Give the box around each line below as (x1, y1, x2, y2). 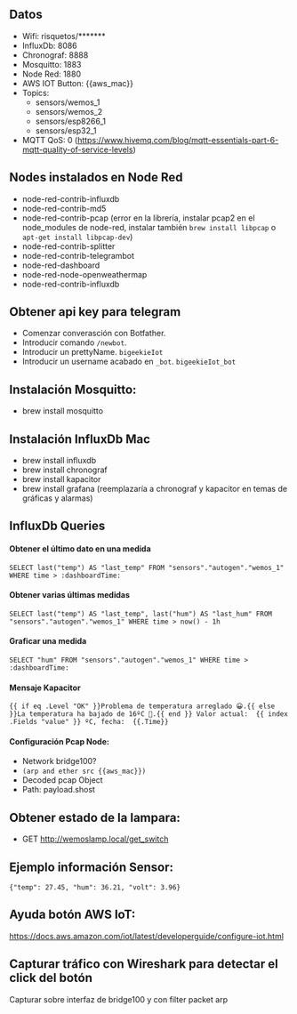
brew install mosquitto (21, 406, 104, 416)
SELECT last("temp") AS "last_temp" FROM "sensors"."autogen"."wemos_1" (9, 563, 285, 572)
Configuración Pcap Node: (9, 736, 109, 746)
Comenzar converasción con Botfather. (21, 328, 166, 339)
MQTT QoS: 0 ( (21, 134, 78, 145)
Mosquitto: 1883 (21, 59, 82, 69)
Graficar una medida (9, 636, 87, 647)
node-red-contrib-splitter (21, 240, 116, 252)
